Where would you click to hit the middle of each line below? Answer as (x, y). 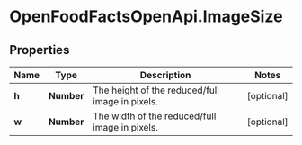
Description (165, 75)
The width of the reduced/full (155, 116)
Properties (40, 50)
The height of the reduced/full (156, 90)
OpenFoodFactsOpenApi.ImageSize (146, 17)
